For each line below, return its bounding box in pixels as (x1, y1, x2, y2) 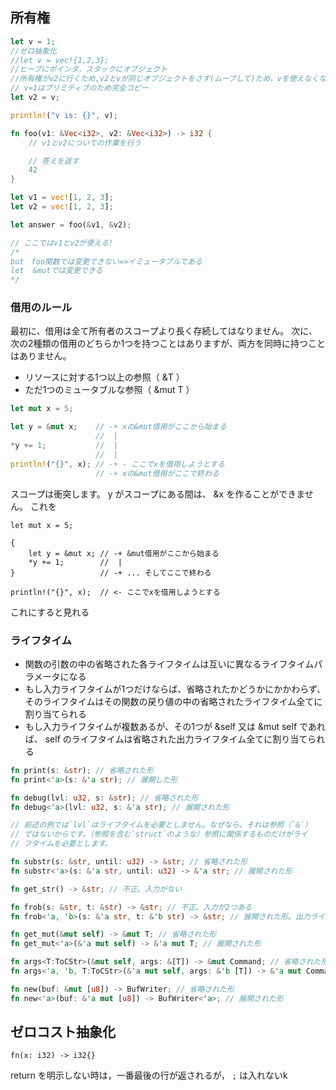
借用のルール (10, 301, 73, 315)
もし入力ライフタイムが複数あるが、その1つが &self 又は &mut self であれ (24, 720, 326, 732)
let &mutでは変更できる (10, 266, 103, 276)
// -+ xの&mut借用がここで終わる (95, 468, 220, 478)
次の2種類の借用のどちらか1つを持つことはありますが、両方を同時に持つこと (10, 338, 326, 350)
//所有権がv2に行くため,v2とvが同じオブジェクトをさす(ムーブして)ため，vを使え (10, 74, 305, 84)
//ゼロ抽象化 (10, 46, 57, 56)
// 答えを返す (28, 156, 80, 166)
